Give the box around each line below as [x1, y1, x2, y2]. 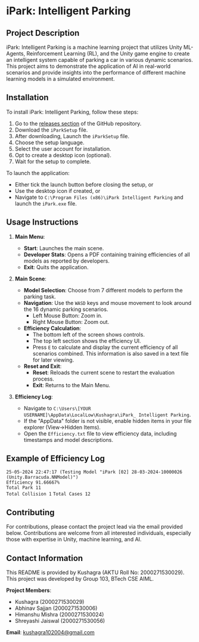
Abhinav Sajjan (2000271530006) [14, 604, 98, 612]
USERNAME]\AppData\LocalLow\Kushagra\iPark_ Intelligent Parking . [23, 411, 191, 418]
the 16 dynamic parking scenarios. [23, 306, 108, 313]
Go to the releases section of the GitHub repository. [14, 120, 142, 127]
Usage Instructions [6, 217, 79, 227]
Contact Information [6, 553, 83, 563]
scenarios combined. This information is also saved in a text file [32, 350, 189, 357]
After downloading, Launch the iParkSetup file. [14, 132, 130, 139]
